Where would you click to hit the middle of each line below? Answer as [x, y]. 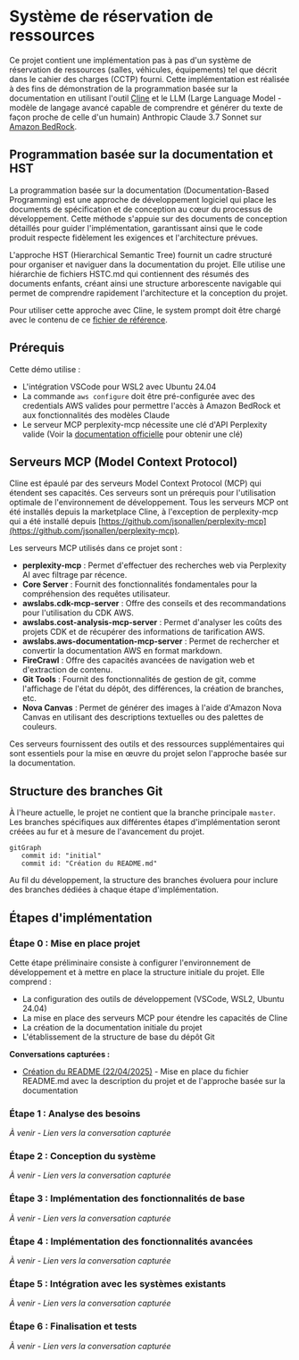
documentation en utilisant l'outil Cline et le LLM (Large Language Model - [145, 98]
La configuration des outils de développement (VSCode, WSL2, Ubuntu [153, 998]
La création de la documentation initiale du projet [112, 1027]
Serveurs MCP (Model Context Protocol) [124, 462]
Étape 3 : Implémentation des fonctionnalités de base [127, 1198]
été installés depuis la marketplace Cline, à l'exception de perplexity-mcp [144, 512]
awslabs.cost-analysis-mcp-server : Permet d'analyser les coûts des [152, 622]
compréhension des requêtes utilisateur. [96, 594]
